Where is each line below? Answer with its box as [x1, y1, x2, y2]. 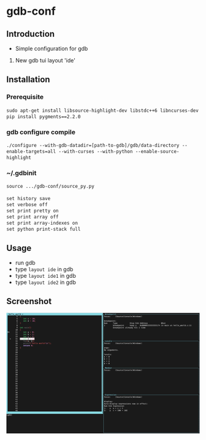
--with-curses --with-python [58, 148, 133, 154]
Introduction [6, 29, 55, 39]
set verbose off [6, 202, 48, 208]
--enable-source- [135, 148, 180, 154]
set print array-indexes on [6, 220, 78, 226]
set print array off [6, 214, 59, 220]
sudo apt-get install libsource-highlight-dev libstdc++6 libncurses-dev [6, 107, 199, 114]
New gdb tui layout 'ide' [15, 57, 75, 64]
